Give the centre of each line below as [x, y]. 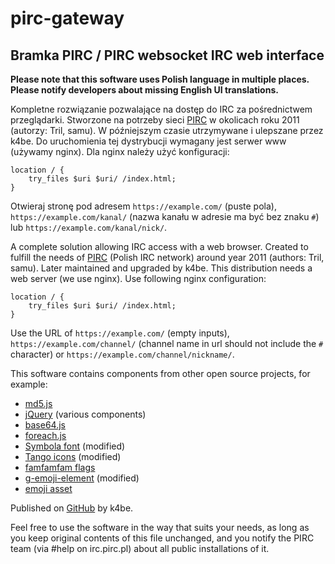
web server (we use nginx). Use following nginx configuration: [138, 278]
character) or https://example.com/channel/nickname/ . [122, 354]
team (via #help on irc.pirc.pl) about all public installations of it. [140, 548]
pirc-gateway [67, 18]
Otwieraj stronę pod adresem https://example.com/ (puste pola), [143, 206]
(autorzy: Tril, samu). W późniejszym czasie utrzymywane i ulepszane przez [167, 130]
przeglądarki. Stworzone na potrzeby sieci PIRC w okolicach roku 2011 [155, 120]
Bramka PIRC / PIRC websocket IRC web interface [167, 55]
